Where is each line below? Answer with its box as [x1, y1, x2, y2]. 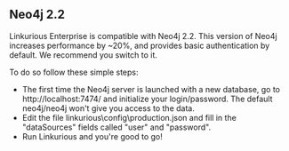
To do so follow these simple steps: [9, 67, 139, 77]
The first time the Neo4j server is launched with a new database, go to [21, 83, 281, 94]
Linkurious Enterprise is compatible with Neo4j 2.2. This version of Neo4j [9, 30, 277, 41]
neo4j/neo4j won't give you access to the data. [21, 102, 196, 114]
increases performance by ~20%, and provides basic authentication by [9, 40, 270, 51]
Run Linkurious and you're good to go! [21, 131, 163, 141]
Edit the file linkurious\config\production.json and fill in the [21, 112, 237, 123]
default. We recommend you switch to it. [9, 49, 158, 60]
